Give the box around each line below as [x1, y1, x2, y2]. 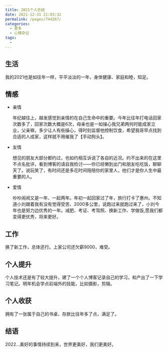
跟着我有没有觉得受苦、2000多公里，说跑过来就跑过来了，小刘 [25, 201, 155, 207]
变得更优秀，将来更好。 [12, 214, 61, 220]
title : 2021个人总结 [5, 7, 45, 13]
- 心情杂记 [9, 31, 29, 36]
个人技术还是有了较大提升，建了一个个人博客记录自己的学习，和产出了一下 [5, 274, 158, 280]
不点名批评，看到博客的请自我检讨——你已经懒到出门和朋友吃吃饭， [12, 161, 153, 167]
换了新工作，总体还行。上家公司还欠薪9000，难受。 [5, 244, 113, 250]
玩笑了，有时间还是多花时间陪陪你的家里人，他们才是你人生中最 [29, 167, 161, 173]
